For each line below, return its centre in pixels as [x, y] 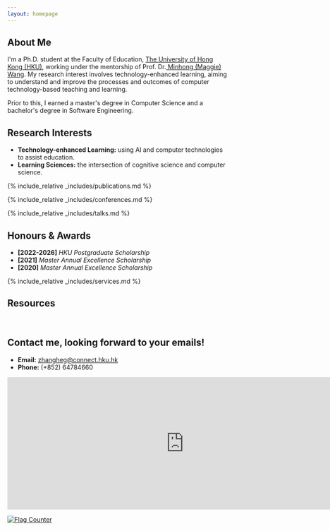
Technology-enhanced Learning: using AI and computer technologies [120, 150]
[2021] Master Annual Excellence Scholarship [84, 260]
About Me [29, 43]
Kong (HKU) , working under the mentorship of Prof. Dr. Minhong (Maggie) [115, 67]
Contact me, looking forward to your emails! [106, 343]
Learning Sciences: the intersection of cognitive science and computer [121, 165]
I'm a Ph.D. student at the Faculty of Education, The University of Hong [110, 59]
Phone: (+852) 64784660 [55, 367]
